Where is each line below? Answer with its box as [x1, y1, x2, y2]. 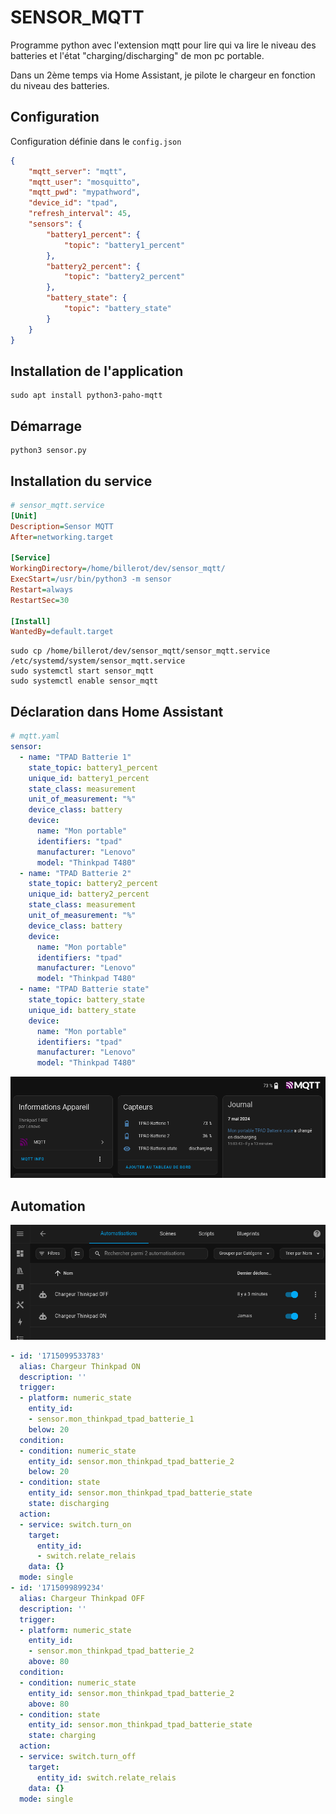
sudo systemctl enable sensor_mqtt [10, 676, 159, 686]
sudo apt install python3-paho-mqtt [10, 391, 163, 401]
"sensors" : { [28, 219, 83, 229]
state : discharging [28, 1499, 110, 1509]
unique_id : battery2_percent [28, 889, 150, 900]
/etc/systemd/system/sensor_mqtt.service [10, 656, 186, 666]
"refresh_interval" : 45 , [28, 209, 132, 219]
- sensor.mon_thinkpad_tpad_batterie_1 [28, 1414, 195, 1425]
